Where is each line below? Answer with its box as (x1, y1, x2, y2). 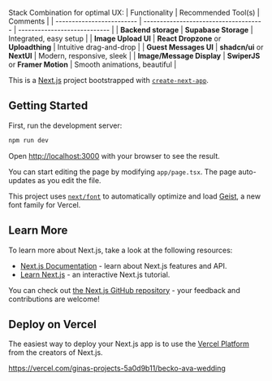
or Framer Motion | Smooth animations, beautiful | (8, 59, 177, 69)
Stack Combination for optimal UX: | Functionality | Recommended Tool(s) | (8, 8, 260, 17)
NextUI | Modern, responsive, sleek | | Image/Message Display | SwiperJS (8, 51, 261, 60)
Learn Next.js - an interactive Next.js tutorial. (19, 269, 171, 279)
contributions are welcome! (8, 294, 100, 304)
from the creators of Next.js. (8, 348, 103, 357)
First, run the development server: (8, 120, 123, 130)
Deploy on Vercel (8, 317, 97, 331)
